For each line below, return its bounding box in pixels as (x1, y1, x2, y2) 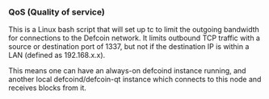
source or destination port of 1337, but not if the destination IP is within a (8, 42, 250, 52)
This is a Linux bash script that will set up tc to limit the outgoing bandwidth (8, 25, 260, 35)
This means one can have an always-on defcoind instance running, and (8, 66, 246, 76)
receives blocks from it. (8, 83, 87, 93)
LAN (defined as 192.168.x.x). (8, 51, 106, 60)
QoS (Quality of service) (8, 6, 105, 18)
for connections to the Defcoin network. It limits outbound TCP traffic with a (8, 33, 261, 43)
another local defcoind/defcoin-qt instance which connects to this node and (8, 75, 262, 85)
